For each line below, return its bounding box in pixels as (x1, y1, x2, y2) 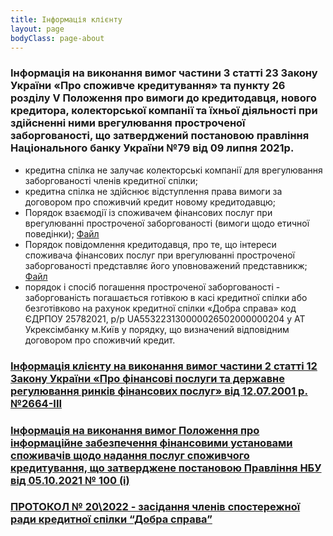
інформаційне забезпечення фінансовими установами (10, 436, 293, 450)
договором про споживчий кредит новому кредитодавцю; (24, 196, 276, 208)
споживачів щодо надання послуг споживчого (10, 448, 250, 462)
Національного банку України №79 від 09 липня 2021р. (10, 141, 295, 155)
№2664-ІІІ (10, 396, 63, 410)
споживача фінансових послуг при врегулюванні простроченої (24, 249, 295, 261)
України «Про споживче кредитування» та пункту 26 (10, 79, 286, 93)
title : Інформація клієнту (10, 14, 123, 25)
